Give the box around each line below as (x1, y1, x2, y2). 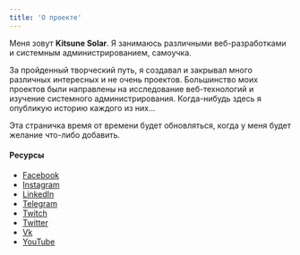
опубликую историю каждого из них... (9, 102, 156, 113)
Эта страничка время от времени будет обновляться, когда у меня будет (9, 120, 291, 131)
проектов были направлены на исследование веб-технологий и (9, 83, 254, 94)
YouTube (21, 236, 56, 247)
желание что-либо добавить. (9, 129, 121, 140)
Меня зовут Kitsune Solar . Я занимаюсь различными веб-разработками (9, 38, 287, 48)
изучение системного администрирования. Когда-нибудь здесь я (9, 93, 262, 104)
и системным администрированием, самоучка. (9, 47, 193, 58)
